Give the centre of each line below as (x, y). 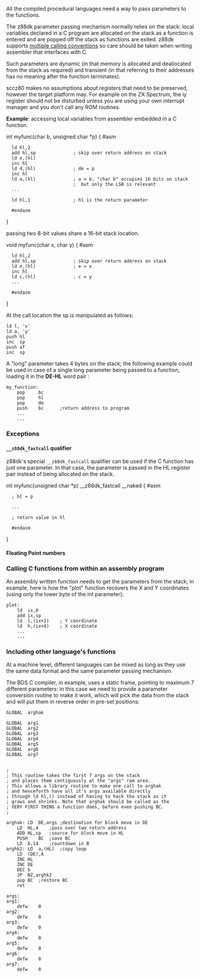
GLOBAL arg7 (22, 755)
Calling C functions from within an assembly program (85, 568)
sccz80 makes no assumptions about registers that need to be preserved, (97, 88)
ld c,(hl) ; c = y (52, 277)
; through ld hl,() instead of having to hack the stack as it (87, 797)
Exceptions (23, 434)
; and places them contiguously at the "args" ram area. (79, 781)
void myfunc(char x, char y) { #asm (50, 245)
